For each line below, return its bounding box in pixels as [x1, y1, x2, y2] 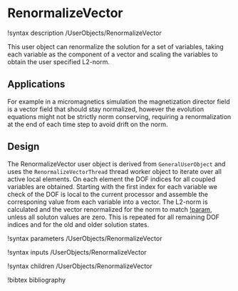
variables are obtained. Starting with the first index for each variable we [7, 182, 217, 190]
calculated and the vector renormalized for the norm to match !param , [7, 205, 212, 213]
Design [7, 141, 40, 153]
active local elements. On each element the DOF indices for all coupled [7, 175, 216, 183]
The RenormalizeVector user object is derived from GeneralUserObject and [7, 159, 226, 168]
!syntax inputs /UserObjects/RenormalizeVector [7, 247, 148, 256]
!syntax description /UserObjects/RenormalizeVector [7, 29, 162, 37]
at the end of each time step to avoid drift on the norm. [7, 120, 168, 128]
